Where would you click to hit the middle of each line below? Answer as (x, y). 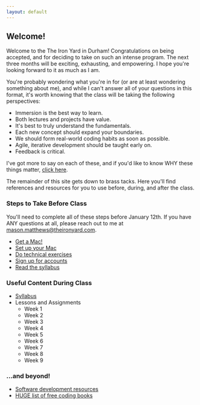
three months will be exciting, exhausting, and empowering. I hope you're (98, 64)
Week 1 (33, 309)
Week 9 (34, 360)
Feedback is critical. (40, 151)
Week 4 (34, 328)
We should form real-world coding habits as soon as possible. (92, 139)
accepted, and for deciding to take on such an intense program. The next (98, 58)
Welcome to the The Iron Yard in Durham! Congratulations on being (90, 51)
